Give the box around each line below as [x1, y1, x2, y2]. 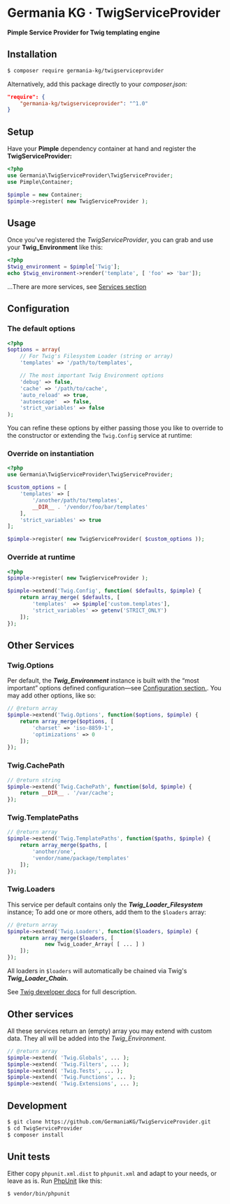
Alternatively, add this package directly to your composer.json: [7, 79, 187, 88]
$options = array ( [7, 346, 61, 354]
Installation [7, 48, 57, 60]
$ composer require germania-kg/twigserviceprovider [7, 67, 164, 74]
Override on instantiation [7, 449, 94, 459]
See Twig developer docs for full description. [7, 988, 137, 996]
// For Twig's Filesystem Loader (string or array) [20, 353, 173, 360]
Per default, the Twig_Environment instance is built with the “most [7, 676, 199, 685]
